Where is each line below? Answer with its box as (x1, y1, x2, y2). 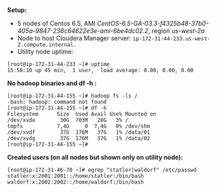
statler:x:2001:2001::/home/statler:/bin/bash (7, 173, 144, 180)
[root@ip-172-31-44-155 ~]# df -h (7, 105, 107, 112)
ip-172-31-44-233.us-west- (132, 35, 211, 42)
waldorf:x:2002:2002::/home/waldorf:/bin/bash (7, 179, 144, 186)
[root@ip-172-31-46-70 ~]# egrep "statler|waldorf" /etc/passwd (7, 166, 197, 173)
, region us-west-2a (148, 27, 205, 35)
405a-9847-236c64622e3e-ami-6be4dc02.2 (17, 27, 149, 35)
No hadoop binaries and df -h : (7, 79, 97, 87)
